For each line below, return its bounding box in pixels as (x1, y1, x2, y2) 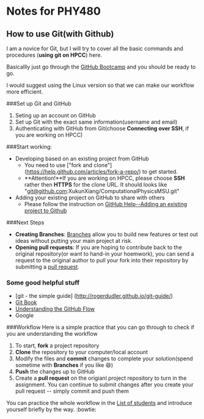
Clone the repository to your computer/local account (15, 349, 148, 356)
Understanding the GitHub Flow (15, 305, 95, 313)
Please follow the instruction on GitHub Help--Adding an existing (24, 201, 188, 207)
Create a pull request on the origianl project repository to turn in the (15, 374, 187, 382)
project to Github (24, 207, 67, 214)
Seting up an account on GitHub (15, 112, 97, 119)
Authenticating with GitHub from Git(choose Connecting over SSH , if (15, 125, 189, 132)
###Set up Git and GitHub (6, 100, 71, 107)
